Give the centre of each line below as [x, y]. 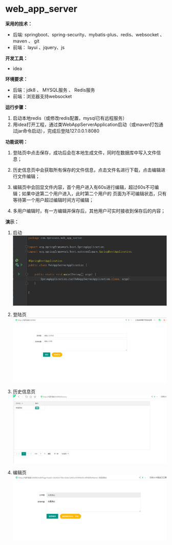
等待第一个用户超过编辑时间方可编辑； [53, 200]
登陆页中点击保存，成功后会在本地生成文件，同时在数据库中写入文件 [84, 152]
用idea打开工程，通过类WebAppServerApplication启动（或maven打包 [86, 124]
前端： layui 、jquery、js [39, 47]
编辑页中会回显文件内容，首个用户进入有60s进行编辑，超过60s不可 [83, 187]
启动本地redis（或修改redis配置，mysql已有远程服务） [70, 118]
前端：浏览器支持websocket [42, 96]
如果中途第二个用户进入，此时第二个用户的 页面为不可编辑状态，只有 [94, 193]
